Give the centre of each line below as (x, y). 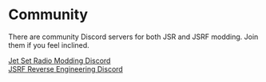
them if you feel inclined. (49, 45)
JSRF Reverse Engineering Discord (66, 68)
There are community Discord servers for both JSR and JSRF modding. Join (133, 37)
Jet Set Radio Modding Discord (60, 61)
